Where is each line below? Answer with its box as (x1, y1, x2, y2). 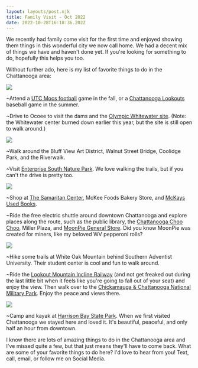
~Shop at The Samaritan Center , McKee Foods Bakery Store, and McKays (6, 194, 185, 201)
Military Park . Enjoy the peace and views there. (6, 290, 121, 297)
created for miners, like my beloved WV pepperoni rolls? (6, 231, 143, 238)
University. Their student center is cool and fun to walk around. (6, 259, 160, 266)
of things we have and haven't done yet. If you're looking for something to (6, 48, 186, 56)
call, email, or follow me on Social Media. (6, 355, 106, 362)
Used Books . (6, 200, 37, 207)
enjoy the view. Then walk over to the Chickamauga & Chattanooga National (6, 284, 191, 291)
